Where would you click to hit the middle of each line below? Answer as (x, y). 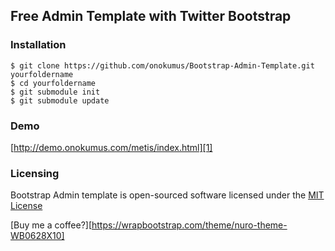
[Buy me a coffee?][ (51, 225)
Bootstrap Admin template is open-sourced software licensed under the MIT (167, 195)
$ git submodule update (60, 100)
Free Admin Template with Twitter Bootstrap (151, 16)
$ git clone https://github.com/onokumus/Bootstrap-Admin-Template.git (162, 65)
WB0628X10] (37, 236)
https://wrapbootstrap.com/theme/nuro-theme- (189, 225)
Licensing (35, 173)
